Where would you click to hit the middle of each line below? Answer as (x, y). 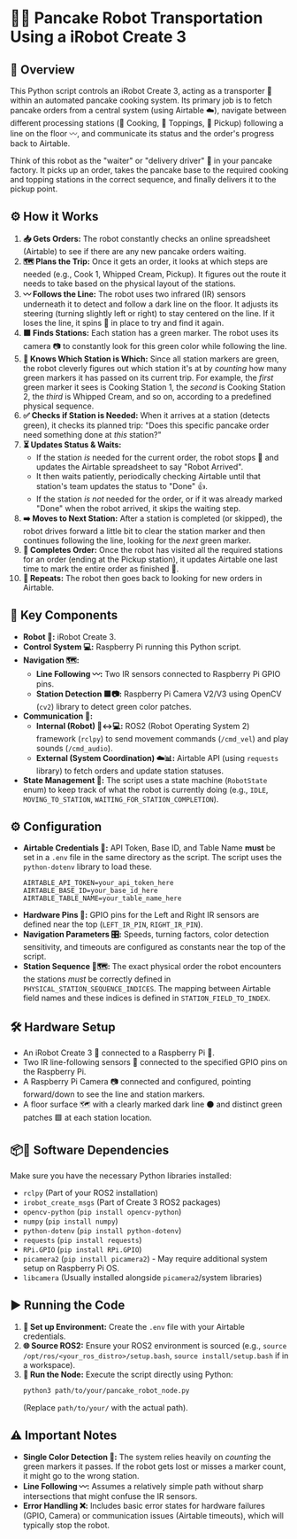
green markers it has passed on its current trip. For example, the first (148, 377)
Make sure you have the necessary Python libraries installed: (121, 1176)
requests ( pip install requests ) (82, 1240)
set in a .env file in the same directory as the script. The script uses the (152, 858)
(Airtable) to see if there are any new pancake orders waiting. (134, 251)
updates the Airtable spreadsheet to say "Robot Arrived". (140, 466)
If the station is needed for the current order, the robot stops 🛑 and (157, 457)
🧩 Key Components (64, 615)
